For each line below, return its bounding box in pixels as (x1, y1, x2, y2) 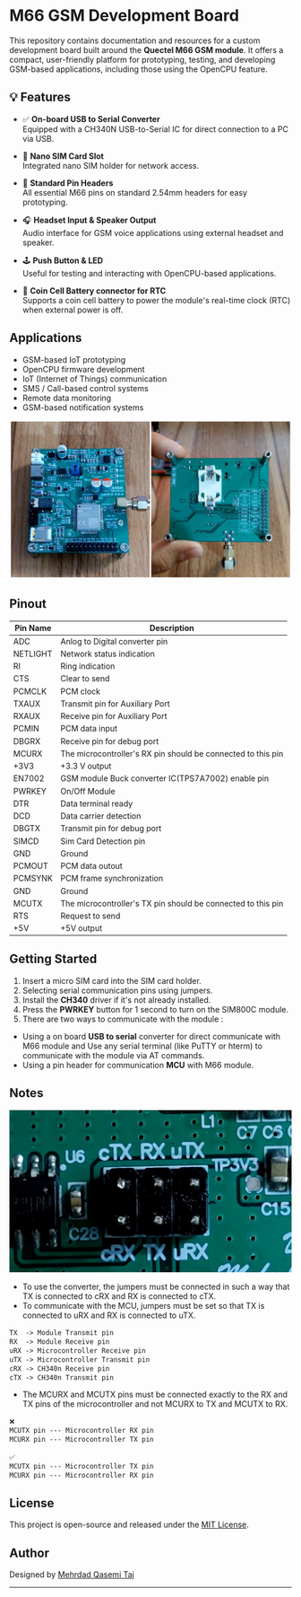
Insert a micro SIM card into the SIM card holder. (21, 975, 202, 986)
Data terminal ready (60, 798, 133, 809)
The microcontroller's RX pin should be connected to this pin (60, 748, 284, 759)
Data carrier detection (60, 811, 142, 821)
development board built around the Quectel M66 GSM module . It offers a (9, 44, 284, 55)
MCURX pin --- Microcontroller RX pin (9, 1471, 154, 1480)
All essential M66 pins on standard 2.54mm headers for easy (21, 187, 248, 197)
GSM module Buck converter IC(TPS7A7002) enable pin (60, 773, 270, 784)
